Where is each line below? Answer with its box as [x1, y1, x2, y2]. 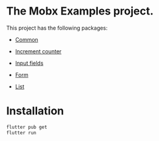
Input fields [15, 59, 44, 67]
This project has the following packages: [6, 24, 108, 31]
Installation [6, 104, 64, 118]
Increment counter [15, 47, 62, 55]
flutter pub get [6, 124, 47, 130]
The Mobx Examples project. [6, 4, 154, 18]
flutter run [6, 130, 36, 136]
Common [15, 36, 38, 43]
